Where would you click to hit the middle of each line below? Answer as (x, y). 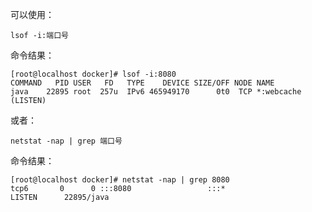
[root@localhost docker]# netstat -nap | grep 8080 (120, 180)
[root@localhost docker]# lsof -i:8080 (93, 74)
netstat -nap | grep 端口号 (66, 141)
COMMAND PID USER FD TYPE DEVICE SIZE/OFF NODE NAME (142, 83)
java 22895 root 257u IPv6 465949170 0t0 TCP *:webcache (156, 92)
